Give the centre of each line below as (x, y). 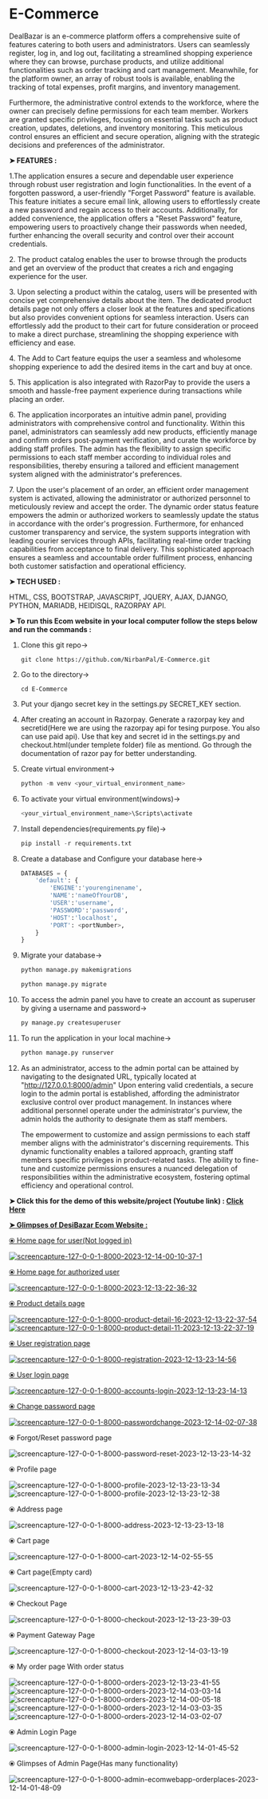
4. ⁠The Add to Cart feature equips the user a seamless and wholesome (125, 358)
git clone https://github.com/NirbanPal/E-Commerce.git (115, 659)
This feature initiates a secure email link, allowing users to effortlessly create (135, 201)
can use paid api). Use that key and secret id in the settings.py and (130, 736)
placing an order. (37, 399)
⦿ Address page (36, 1509)
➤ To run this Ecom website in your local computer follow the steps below (133, 621)
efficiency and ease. (43, 342)
